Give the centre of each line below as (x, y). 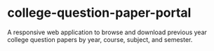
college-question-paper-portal (99, 13)
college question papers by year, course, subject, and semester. (100, 39)
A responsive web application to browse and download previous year (107, 32)
